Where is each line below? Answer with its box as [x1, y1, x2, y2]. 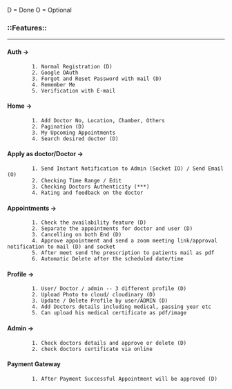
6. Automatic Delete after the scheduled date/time [32, 256, 184, 263]
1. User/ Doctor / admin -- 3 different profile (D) [32, 285, 187, 292]
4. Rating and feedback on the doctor [32, 189, 144, 196]
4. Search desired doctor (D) [32, 135, 119, 142]
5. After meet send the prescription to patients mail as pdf [32, 249, 215, 256]
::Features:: [7, 23, 47, 32]
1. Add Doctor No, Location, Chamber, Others [32, 117, 166, 124]
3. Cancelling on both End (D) [32, 231, 122, 238]
